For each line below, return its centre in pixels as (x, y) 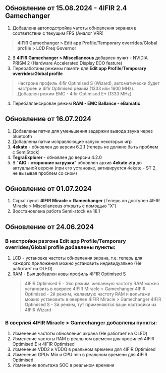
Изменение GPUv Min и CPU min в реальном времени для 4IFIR (80, 355)
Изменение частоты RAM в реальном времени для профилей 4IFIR (83, 339)
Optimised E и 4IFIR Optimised (44, 344)
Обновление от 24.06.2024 (50, 227)
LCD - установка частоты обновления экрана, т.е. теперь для (77, 258)
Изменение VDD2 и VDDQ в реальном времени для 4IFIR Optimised (84, 349)
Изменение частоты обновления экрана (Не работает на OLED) (80, 334)
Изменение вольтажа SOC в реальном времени (63, 365)
